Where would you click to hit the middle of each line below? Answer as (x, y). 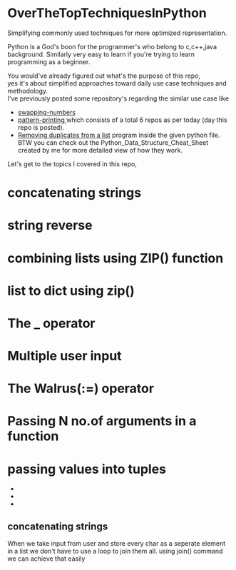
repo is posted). (41, 127)
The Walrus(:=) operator (81, 388)
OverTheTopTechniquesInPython (107, 13)
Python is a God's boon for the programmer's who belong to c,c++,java (112, 46)
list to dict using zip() (71, 291)
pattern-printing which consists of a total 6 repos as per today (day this (122, 120)
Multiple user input (65, 356)
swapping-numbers (47, 112)
